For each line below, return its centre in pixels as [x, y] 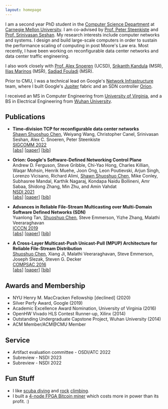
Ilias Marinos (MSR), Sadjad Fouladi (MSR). [49, 71]
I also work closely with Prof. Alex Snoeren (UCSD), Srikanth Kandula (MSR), [84, 66]
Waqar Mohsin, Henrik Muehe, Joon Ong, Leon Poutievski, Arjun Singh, [86, 170]
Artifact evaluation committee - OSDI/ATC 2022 [61, 352]
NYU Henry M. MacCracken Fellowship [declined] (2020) [71, 298]
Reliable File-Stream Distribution [47, 249]
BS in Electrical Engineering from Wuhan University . [59, 101]
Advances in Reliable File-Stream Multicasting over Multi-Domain [82, 207]
